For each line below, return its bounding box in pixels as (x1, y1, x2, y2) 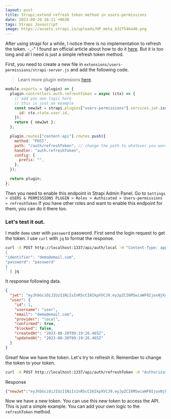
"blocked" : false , (14, 326, 53, 331)
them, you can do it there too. (5, 205, 67, 212)
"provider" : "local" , (14, 316, 60, 322)
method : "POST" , (14, 138, 49, 144)
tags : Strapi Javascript (5, 21, 58, 27)
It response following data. (5, 278, 61, 284)
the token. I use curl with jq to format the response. (5, 236, 115, 242)
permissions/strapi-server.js (5, 67, 70, 73)
